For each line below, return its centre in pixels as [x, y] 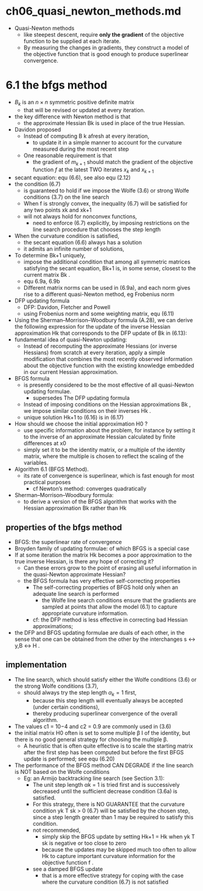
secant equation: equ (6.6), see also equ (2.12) [73, 177]
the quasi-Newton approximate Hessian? [74, 574]
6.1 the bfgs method [57, 85]
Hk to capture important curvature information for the [108, 856]
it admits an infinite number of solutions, [74, 249]
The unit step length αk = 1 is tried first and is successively [106, 784]
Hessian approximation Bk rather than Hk [75, 508]
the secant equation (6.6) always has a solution [83, 243]
